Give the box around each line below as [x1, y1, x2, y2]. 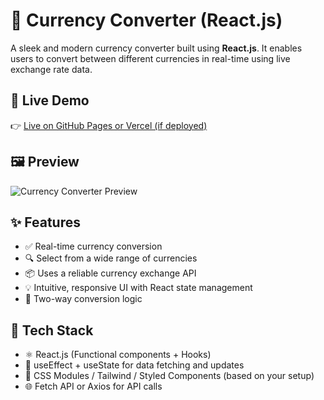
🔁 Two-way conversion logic [24, 293, 143, 305]
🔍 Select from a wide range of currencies [24, 252, 198, 264]
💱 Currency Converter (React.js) [10, 9, 283, 32]
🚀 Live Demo [10, 92, 90, 109]
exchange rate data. [10, 63, 93, 75]
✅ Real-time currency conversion [24, 240, 163, 253]
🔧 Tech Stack [10, 322, 94, 339]
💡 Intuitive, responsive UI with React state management [24, 282, 253, 294]
